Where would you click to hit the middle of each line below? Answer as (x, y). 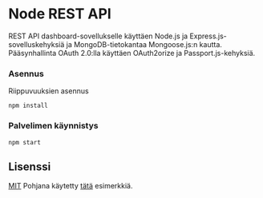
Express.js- (208, 36)
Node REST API (60, 14)
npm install (28, 106)
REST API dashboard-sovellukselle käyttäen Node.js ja (98, 36)
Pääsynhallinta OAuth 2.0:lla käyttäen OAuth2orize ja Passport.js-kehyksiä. (132, 53)
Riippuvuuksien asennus (49, 91)
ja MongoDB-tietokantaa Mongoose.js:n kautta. (144, 44)
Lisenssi (30, 166)
